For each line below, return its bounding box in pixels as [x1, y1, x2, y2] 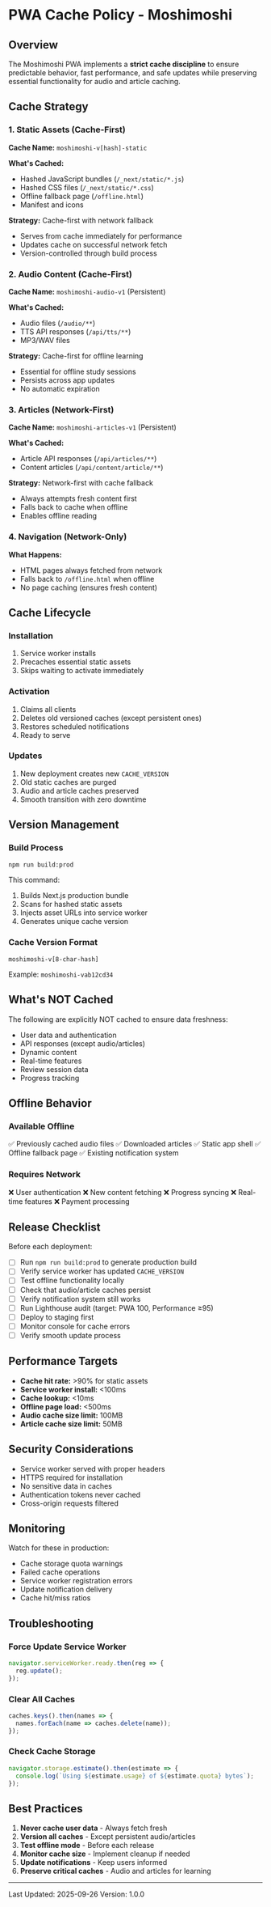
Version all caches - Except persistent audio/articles [19, 1832, 196, 1841]
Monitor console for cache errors [19, 1321, 131, 1331]
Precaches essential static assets [19, 657, 131, 667]
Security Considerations [8, 1443, 135, 1456]
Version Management [8, 818, 119, 832]
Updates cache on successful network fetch [19, 239, 168, 249]
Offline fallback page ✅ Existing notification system [8, 1148, 179, 1158]
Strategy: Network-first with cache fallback [8, 478, 153, 488]
